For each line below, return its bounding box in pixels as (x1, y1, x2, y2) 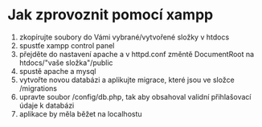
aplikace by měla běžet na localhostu (18, 109, 142, 118)
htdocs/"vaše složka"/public (18, 58, 113, 68)
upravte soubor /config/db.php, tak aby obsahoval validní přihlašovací (18, 92, 252, 101)
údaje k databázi (18, 100, 75, 110)
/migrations (18, 83, 58, 93)
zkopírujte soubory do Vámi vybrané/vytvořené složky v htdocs (18, 32, 230, 42)
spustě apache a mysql (18, 66, 96, 76)
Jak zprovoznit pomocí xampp (7, 6, 214, 24)
